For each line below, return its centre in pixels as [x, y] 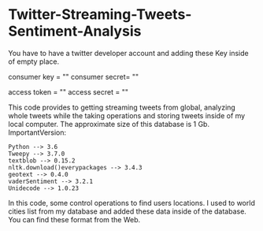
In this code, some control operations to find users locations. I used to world [132, 203]
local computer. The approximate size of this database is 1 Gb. [109, 124]
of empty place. [34, 61]
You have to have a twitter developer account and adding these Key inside [129, 53]
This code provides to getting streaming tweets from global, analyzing [122, 107]
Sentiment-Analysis [75, 31]
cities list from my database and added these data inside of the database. [127, 211]
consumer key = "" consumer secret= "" [74, 76]
